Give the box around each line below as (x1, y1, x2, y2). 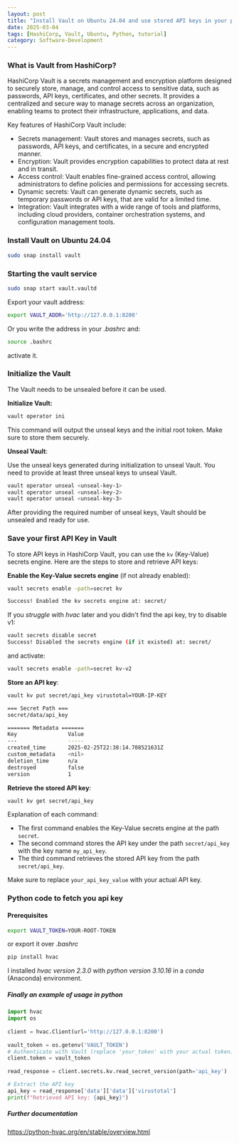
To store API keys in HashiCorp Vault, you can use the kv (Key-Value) (7, 549, 210, 558)
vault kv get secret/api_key (7, 797, 94, 805)
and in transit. (17, 165, 58, 173)
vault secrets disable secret (7, 632, 97, 639)
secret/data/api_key (7, 711, 69, 718)
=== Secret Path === (7, 705, 69, 712)
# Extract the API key (7, 1081, 75, 1088)
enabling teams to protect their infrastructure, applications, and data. (7, 107, 210, 115)
